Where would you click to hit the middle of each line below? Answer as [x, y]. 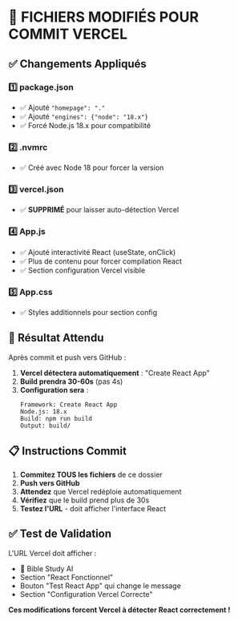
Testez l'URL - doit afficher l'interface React [93, 508]
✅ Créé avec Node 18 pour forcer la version [92, 167]
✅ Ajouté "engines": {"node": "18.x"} [84, 116]
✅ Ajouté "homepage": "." [63, 107]
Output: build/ [45, 425]
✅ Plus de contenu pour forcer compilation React [101, 261]
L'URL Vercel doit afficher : [52, 553]
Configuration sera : [54, 389]
